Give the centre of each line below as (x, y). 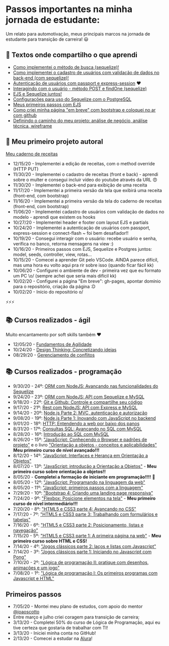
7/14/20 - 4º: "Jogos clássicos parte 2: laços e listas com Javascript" (84, 546)
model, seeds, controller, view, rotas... (52, 254)
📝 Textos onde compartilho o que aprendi (72, 55)
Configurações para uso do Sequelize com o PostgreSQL (72, 99)
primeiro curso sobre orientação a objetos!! (59, 472)
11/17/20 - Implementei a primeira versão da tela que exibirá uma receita (88, 190)
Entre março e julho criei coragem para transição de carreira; (76, 617)
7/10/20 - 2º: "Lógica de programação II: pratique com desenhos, (81, 563)
